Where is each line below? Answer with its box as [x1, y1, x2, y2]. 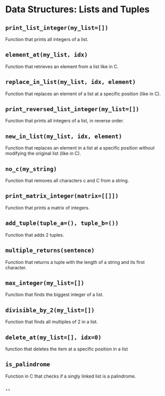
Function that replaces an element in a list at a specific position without [5, 145, 155, 151]
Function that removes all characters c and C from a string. [5, 178, 129, 184]
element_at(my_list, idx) [5, 51, 88, 58]
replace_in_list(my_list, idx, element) [5, 78, 136, 86]
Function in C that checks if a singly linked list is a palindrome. [5, 373, 136, 379]
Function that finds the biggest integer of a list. [5, 291, 104, 298]
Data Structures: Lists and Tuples [5, 4, 150, 15]
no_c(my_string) [5, 165, 57, 173]
